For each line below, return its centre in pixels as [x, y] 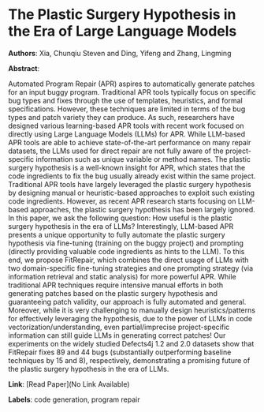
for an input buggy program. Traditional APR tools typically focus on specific [132, 92]
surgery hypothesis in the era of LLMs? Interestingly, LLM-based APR [121, 226]
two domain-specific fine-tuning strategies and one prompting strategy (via [131, 268]
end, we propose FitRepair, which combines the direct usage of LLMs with [128, 260]
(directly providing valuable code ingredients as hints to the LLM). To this [126, 251]
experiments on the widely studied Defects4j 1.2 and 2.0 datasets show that [131, 343]
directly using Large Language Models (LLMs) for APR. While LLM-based [127, 134]
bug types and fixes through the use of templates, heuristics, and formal [125, 100]
